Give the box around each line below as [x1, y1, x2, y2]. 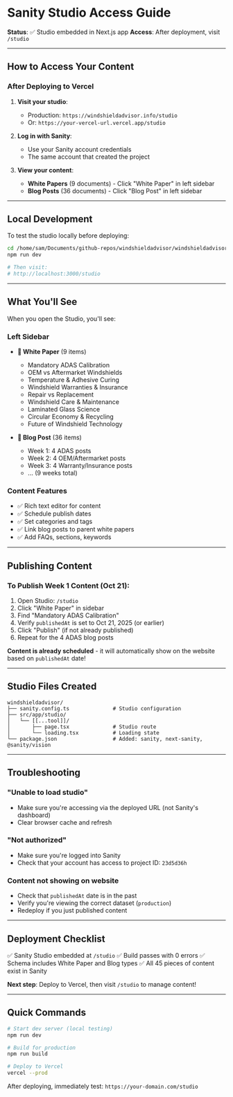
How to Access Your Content [7, 61, 135, 73]
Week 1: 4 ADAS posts [27, 447, 92, 455]
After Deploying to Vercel [7, 82, 94, 91]
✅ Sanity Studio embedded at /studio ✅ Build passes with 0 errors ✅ [7, 951, 205, 959]
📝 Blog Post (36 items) [17, 433, 82, 441]
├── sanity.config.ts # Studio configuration [7, 705, 182, 712]
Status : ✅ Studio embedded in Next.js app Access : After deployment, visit [7, 28, 221, 36]
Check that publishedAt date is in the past [17, 892, 137, 900]
